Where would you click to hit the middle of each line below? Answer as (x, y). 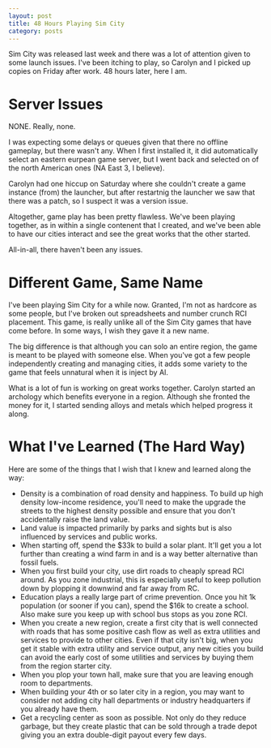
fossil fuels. (39, 563)
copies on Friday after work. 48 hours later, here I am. (98, 71)
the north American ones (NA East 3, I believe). (87, 168)
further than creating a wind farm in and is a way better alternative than (139, 554)
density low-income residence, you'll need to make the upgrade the (133, 502)
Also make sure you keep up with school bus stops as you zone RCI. (134, 614)
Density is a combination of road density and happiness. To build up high (142, 494)
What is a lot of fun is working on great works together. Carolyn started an (132, 388)
